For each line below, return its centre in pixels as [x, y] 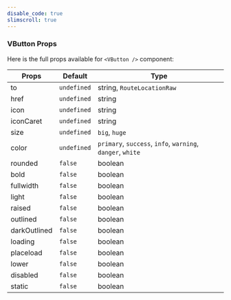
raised [21, 208]
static [20, 286]
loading [23, 242]
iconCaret [26, 121]
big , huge [112, 132]
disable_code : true [35, 13]
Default [75, 76]
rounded [24, 163]
